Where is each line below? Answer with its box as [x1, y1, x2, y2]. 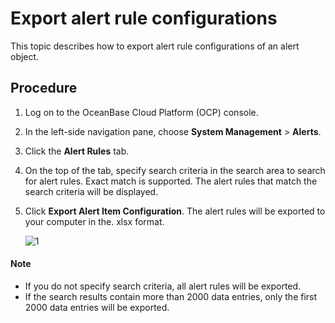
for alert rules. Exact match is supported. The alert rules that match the [24, 175, 318, 187]
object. [10, 50, 40, 62]
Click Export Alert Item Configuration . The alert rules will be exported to [24, 205, 326, 217]
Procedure [10, 80, 78, 97]
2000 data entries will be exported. [24, 301, 170, 313]
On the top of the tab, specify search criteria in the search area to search [24, 164, 326, 176]
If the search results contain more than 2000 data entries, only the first [24, 290, 318, 302]
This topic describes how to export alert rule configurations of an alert [10, 40, 300, 52]
